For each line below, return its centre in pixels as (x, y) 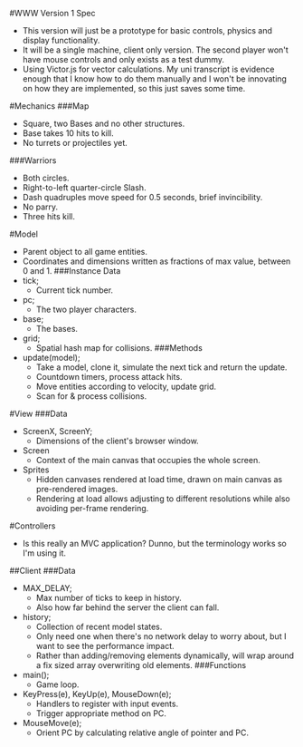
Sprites (36, 470)
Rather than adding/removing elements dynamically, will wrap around (165, 655)
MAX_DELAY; (47, 588)
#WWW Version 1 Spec (52, 13)
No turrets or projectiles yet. (75, 143)
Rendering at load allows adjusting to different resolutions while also (163, 499)
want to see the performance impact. (105, 646)
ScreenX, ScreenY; (57, 431)
